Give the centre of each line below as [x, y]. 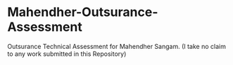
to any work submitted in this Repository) [67, 54]
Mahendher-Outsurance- [83, 12]
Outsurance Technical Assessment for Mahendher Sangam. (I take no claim [117, 46]
